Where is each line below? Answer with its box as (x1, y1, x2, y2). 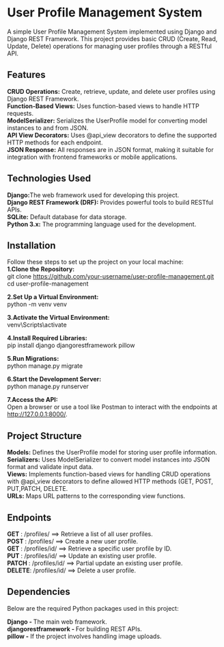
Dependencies (7, 586, 70, 598)
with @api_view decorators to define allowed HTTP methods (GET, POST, (7, 477, 214, 485)
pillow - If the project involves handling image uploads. (7, 632, 162, 640)
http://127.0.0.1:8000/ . (7, 410, 68, 418)
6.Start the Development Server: (7, 375, 102, 383)
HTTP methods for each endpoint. (7, 138, 103, 147)
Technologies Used (7, 173, 91, 184)
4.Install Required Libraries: (7, 334, 87, 342)
